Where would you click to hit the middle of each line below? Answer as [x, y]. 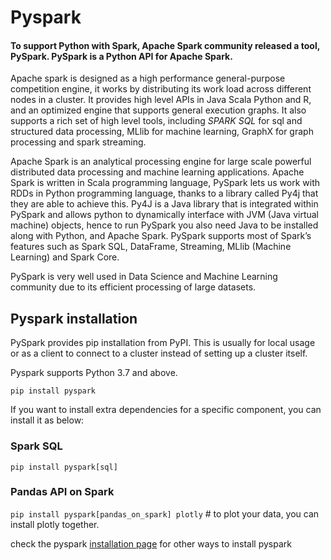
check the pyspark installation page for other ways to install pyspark [151, 543]
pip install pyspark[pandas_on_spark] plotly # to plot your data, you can [165, 513]
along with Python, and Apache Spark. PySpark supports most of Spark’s [161, 236]
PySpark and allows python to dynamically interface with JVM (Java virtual [165, 215]
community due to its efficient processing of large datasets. [133, 287]
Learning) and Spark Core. [65, 257]
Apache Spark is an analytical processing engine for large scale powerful [161, 162]
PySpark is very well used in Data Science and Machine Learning [144, 277]
